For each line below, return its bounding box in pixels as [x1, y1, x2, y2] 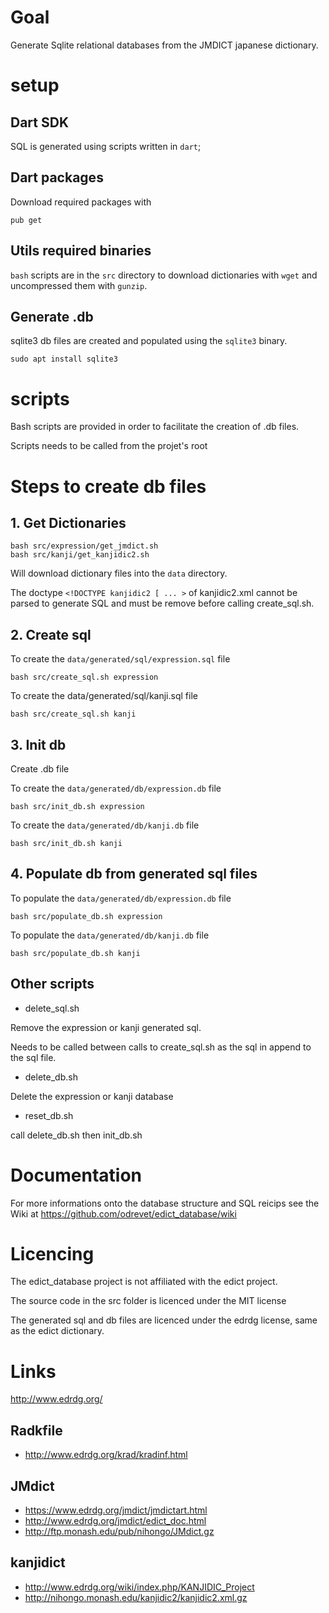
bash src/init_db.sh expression [10, 801, 145, 811]
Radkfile [10, 1422, 63, 1439]
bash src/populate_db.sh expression [10, 911, 163, 921]
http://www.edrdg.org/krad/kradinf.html [24, 1449, 188, 1461]
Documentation [10, 1164, 143, 1186]
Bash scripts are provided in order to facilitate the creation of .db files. [10, 421, 300, 433]
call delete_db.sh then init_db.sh [10, 1129, 143, 1141]
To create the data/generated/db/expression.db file [10, 782, 222, 794]
